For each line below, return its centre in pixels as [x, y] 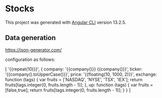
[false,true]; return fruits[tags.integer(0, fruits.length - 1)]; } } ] [68, 90]
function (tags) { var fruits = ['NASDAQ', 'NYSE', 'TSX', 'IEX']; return [74, 79]
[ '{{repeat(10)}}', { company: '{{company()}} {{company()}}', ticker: [74, 69]
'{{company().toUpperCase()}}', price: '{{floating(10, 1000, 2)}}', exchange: [81, 74]
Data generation [30, 38]
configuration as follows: [30, 59]
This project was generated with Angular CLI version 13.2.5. [66, 22]
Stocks [20, 9]
